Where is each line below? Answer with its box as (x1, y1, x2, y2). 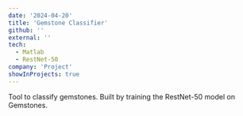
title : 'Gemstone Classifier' (8, 19, 109, 27)
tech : (8, 41, 26, 49)
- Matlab (15, 48, 44, 56)
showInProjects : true (8, 70, 80, 78)
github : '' (8, 26, 44, 34)
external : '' (8, 33, 52, 42)
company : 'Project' (8, 63, 73, 71)
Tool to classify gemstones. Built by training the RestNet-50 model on (8, 92, 236, 101)
